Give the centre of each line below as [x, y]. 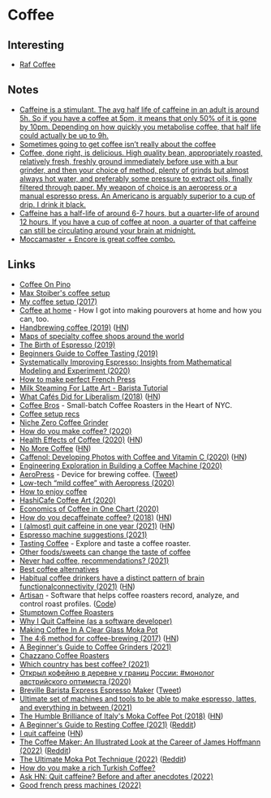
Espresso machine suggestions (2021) [83, 535]
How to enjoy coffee [53, 491]
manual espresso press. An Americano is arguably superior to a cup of [137, 196]
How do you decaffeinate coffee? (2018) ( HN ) [95, 517]
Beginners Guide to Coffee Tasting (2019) [89, 353]
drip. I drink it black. [53, 204]
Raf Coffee [37, 64]
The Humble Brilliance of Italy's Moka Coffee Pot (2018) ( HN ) [121, 716]
